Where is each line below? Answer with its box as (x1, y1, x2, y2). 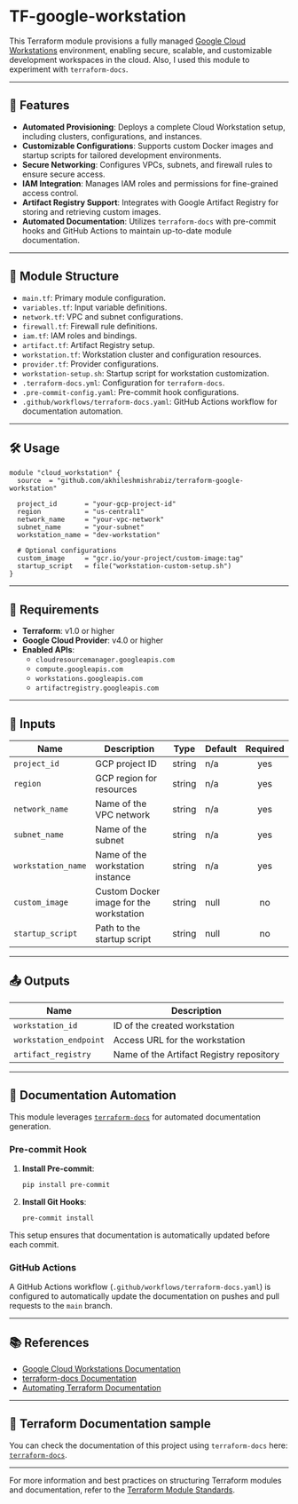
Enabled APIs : (21, 645, 75, 655)
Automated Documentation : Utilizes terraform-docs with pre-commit (21, 216, 277, 226)
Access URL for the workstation (113, 1033, 246, 1046)
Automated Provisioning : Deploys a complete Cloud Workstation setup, (21, 122, 286, 132)
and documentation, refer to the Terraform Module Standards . (9, 1484, 235, 1495)
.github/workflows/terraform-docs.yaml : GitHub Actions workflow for (21, 396, 278, 407)
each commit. (9, 1239, 59, 1249)
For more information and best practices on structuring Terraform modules (9, 1475, 282, 1485)
